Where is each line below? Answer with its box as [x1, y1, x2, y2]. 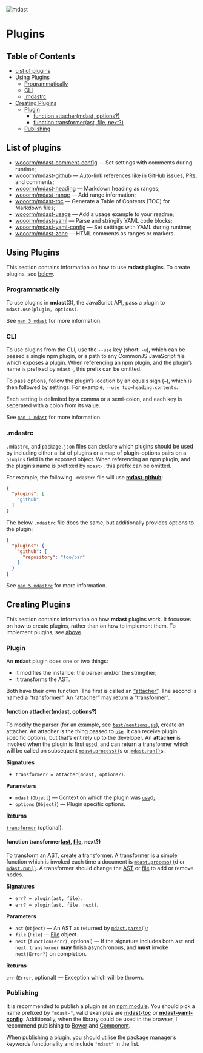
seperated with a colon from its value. [6, 402, 101, 409]
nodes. [6, 871, 24, 878]
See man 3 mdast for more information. [6, 317, 102, 324]
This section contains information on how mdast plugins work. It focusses [6, 615, 191, 623]
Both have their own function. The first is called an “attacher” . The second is [6, 688, 197, 695]
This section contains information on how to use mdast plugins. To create [6, 263, 190, 271]
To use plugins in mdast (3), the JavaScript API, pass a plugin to [6, 299, 165, 306]
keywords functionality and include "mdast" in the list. [6, 1040, 140, 1047]
